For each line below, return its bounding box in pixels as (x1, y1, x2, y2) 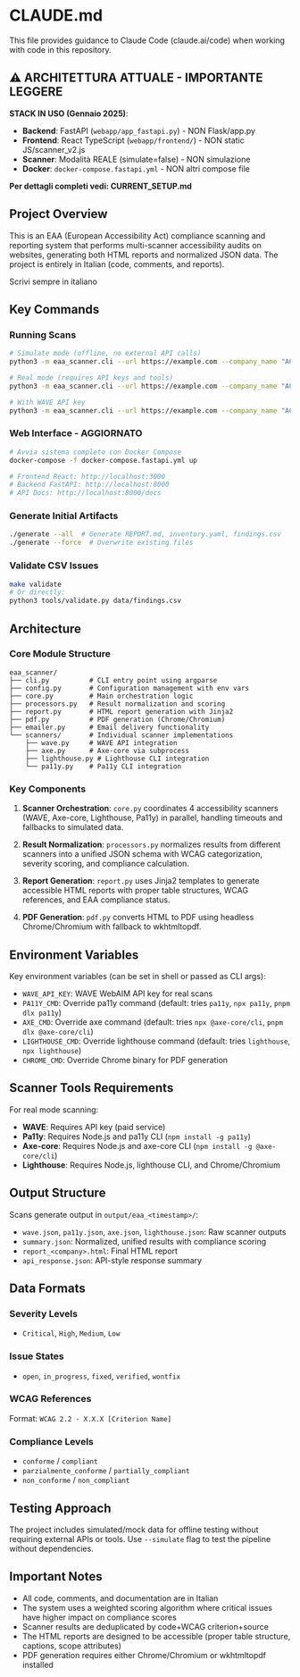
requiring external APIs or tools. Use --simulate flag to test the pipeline (9, 1533, 271, 1544)
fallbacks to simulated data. (21, 822, 124, 833)
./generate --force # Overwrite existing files (9, 538, 194, 548)
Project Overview (9, 206, 108, 222)
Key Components (9, 783, 87, 795)
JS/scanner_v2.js (21, 144, 86, 155)
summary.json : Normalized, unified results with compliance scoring (21, 1236, 266, 1246)
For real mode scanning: (9, 1104, 99, 1115)
